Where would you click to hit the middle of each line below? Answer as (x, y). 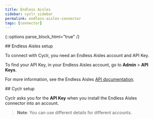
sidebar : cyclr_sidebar (29, 14)
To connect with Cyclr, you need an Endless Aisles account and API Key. (77, 56)
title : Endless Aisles (28, 9)
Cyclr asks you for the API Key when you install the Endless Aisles (71, 98)
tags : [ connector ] (23, 23)
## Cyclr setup (20, 89)
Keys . (11, 70)
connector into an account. (32, 103)
